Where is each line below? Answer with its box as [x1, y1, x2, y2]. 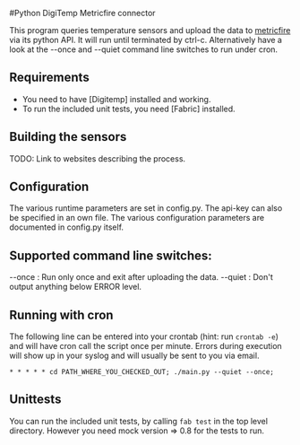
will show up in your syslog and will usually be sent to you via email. [9, 350, 260, 362]
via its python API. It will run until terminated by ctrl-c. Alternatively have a [9, 35, 282, 45]
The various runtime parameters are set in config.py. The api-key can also [9, 203, 283, 214]
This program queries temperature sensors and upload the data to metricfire [9, 25, 291, 35]
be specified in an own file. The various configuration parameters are [9, 213, 265, 223]
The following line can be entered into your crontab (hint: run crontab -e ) [9, 331, 279, 342]
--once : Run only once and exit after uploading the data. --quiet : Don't [9, 272, 273, 283]
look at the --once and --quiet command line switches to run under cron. [9, 44, 279, 55]
